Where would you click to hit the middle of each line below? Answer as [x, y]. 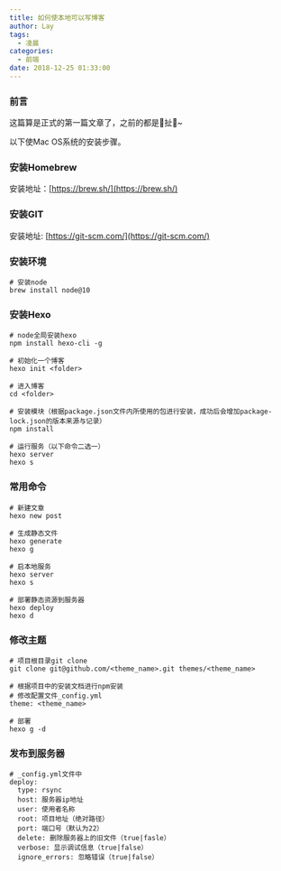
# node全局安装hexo [43, 336]
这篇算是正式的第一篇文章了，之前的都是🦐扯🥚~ [96, 123]
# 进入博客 [27, 386]
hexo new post [36, 515]
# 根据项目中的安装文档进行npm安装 [67, 686]
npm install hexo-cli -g [56, 344]
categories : [32, 51]
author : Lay [32, 26]
